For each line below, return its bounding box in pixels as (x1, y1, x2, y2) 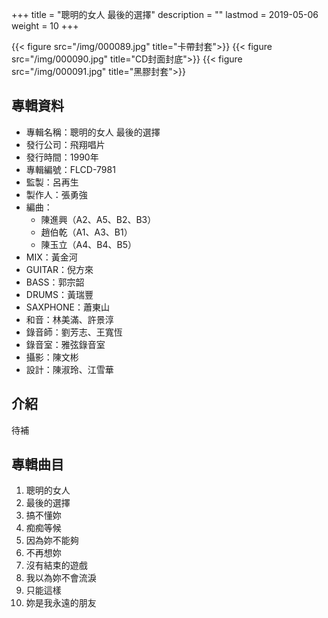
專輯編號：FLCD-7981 (25, 163, 116, 175)
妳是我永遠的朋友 (25, 597, 97, 609)
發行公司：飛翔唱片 (25, 138, 106, 150)
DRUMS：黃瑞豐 (25, 288, 94, 300)
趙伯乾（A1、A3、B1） (40, 226, 133, 238)
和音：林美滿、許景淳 (25, 313, 114, 325)
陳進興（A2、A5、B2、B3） (40, 213, 157, 225)
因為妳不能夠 (25, 534, 79, 547)
